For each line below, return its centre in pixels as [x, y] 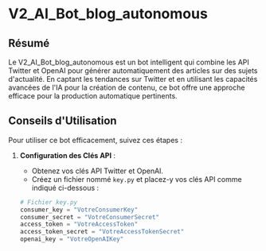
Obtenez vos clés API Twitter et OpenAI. [98, 171]
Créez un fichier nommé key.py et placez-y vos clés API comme [137, 179]
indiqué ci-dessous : [65, 187]
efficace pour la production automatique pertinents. [93, 96]
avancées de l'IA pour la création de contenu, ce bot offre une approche [127, 87]
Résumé [29, 43]
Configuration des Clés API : [68, 155]
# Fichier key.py [49, 202]
